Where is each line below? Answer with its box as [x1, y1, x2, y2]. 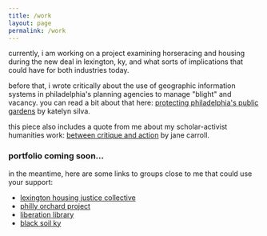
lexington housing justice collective [19, 193, 136, 202]
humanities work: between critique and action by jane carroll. [8, 130, 210, 140]
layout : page [8, 19, 52, 27]
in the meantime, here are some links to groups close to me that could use [8, 169, 253, 178]
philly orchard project [19, 201, 90, 210]
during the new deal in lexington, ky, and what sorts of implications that [8, 57, 244, 66]
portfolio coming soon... [8, 150, 104, 162]
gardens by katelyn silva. [8, 106, 90, 116]
